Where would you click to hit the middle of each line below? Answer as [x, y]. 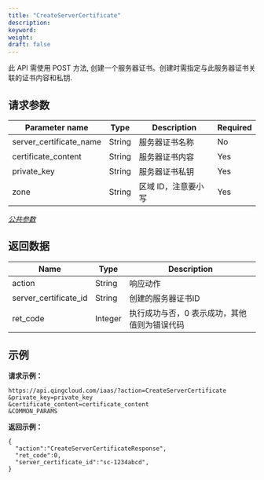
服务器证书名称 [167, 142]
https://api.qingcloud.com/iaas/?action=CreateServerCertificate [117, 390]
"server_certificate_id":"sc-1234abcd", [82, 462]
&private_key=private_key [50, 398]
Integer [108, 318]
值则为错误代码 [157, 324]
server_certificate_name [57, 141]
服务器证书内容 [167, 156]
